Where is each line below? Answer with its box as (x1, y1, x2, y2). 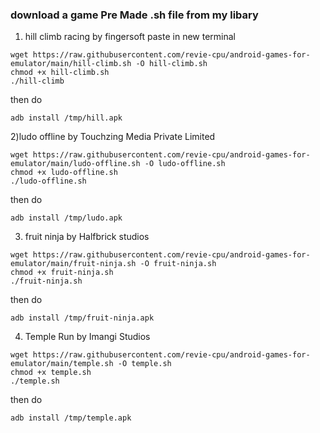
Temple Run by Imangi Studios (24, 331, 151, 343)
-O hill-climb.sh (135, 59, 208, 69)
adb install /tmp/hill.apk (10, 113, 123, 123)
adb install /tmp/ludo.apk (10, 213, 123, 223)
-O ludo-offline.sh (144, 159, 226, 169)
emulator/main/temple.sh (10, 359, 114, 369)
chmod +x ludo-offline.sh (10, 168, 118, 178)
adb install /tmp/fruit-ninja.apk (10, 313, 155, 323)
